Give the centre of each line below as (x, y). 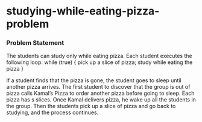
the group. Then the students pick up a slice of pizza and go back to (91, 106)
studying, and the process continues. (52, 112)
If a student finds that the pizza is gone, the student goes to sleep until (94, 80)
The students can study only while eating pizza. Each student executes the (99, 56)
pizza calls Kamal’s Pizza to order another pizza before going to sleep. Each (100, 93)
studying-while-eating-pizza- (83, 11)
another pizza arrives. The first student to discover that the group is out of (98, 87)
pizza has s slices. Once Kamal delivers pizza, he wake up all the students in (101, 100)
